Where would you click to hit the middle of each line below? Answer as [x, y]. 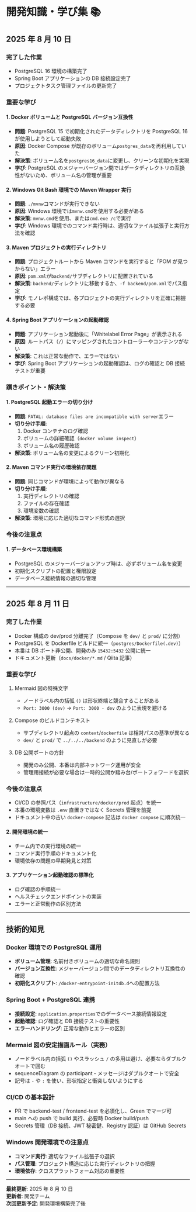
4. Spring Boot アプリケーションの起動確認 [57, 320]
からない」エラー [35, 269]
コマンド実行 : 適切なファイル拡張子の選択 [64, 1156]
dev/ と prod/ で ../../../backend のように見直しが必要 [90, 740]
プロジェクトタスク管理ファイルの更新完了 [66, 85]
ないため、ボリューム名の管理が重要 [68, 175]
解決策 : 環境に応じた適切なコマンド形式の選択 [70, 517]
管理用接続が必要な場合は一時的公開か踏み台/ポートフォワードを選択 [106, 772]
